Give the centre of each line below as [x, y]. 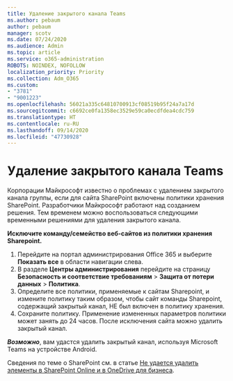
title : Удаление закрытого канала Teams [67, 14]
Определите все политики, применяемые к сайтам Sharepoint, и [113, 291]
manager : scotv [29, 33]
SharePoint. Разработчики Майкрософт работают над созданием [104, 205]
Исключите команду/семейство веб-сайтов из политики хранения [110, 233]
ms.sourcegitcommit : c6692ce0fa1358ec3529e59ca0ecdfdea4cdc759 [101, 111]
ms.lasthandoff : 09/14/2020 [48, 130]
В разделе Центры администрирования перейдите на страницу [114, 270]
